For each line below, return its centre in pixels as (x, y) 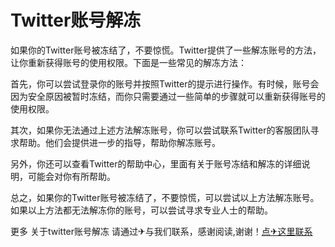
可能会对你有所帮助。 (71, 176)
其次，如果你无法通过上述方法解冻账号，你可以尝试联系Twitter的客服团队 (160, 130)
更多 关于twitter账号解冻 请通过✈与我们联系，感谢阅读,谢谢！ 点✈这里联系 (161, 231)
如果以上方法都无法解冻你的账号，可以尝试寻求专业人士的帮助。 (141, 210)
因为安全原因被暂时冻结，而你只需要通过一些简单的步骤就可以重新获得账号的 (168, 96)
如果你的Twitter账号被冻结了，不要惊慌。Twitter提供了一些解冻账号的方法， (166, 50)
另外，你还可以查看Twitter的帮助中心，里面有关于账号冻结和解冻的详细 (156, 163)
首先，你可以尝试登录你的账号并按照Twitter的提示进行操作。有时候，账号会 (165, 83)
